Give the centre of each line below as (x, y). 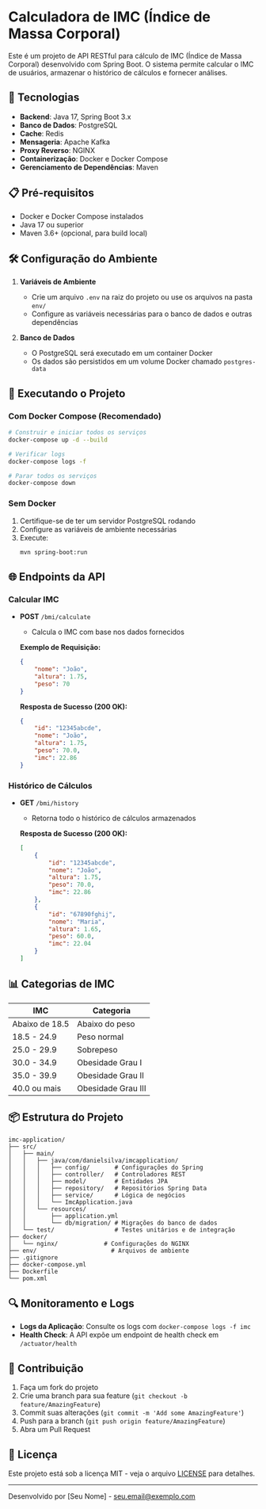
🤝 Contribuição (46, 1368)
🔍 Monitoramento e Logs (71, 1303)
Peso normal (100, 1037)
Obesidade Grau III (111, 1088)
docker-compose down (42, 483)
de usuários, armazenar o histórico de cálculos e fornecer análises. (118, 72)
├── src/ (23, 1146)
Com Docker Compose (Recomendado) (85, 416)
